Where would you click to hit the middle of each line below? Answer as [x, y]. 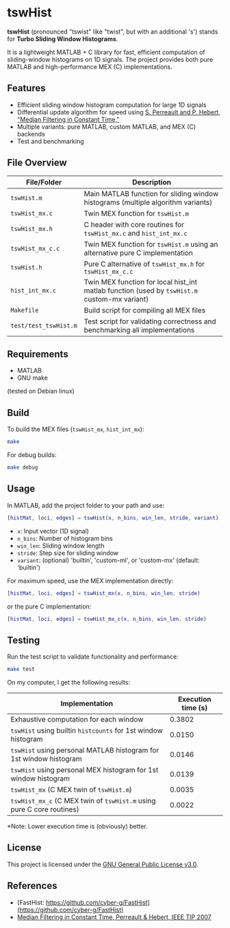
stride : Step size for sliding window [67, 552]
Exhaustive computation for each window [77, 720]
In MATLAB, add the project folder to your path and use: [86, 505]
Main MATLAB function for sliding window [151, 193]
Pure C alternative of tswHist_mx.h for [144, 264]
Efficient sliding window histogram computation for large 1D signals [112, 105]
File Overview [37, 163]
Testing [24, 640]
